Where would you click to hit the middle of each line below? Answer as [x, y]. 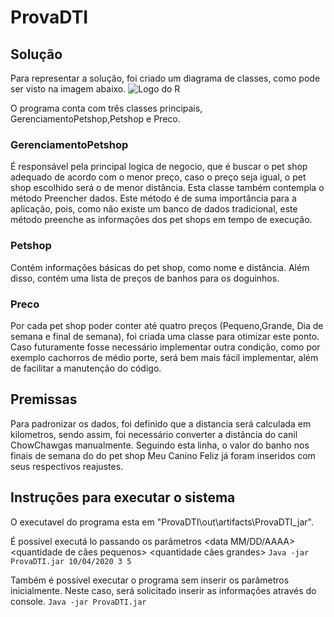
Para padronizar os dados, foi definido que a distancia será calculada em [161, 423]
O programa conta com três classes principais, [106, 108]
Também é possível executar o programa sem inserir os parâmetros [150, 580]
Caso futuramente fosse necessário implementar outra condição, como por [165, 347]
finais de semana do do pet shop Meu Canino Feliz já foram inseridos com [163, 455]
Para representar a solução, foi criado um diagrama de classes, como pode [165, 78]
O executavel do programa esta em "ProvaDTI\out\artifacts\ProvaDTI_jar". [162, 522]
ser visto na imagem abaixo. [68, 89]
